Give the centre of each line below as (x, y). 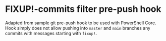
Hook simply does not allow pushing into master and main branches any (78, 28)
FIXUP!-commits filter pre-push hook (83, 9)
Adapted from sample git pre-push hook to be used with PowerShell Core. (81, 23)
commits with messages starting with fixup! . (51, 33)
